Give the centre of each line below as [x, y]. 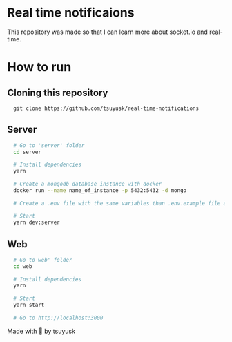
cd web [23, 266]
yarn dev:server [37, 222]
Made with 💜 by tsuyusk [41, 331]
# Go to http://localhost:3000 [58, 318]
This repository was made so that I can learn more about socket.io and [108, 32]
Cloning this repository [58, 92]
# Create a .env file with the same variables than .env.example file [117, 203]
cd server [27, 152]
